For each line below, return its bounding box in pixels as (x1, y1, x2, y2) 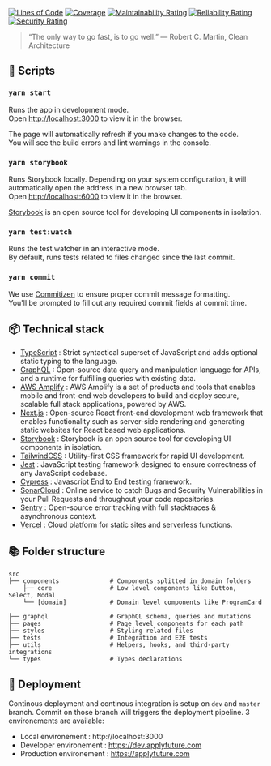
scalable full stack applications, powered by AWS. (19, 400, 187, 409)
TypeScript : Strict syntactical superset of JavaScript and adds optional (19, 348, 258, 357)
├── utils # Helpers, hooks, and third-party (8, 641, 230, 649)
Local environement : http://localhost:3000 (19, 732, 163, 742)
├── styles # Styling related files (8, 627, 194, 635)
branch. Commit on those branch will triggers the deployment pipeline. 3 (8, 708, 251, 717)
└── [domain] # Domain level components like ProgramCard (23, 598, 263, 607)
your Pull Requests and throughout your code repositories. (19, 494, 216, 504)
